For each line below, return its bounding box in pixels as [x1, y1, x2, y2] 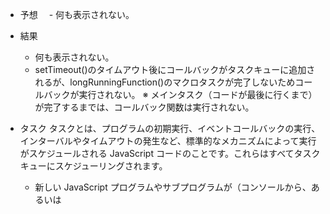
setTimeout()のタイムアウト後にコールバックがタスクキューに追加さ [34, 64, 316, 75]
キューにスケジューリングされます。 [19, 160, 168, 172]
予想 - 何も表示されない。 [19, 9, 135, 20]
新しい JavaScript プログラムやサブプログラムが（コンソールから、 [34, 181, 312, 193]
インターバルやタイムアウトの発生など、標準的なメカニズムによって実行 [19, 135, 317, 147]
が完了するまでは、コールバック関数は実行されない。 [34, 101, 255, 113]
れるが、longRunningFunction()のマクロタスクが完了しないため [34, 76, 296, 88]
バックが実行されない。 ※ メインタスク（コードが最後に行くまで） [43, 89, 318, 100]
